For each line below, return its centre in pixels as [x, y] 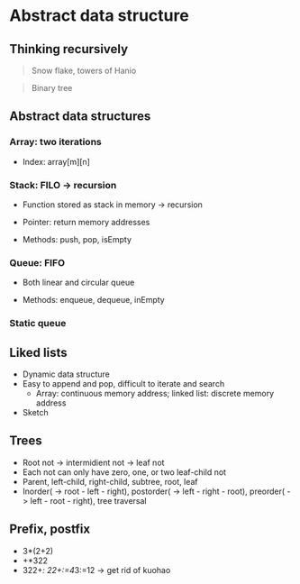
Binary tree [52, 88]
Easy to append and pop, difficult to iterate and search [123, 384]
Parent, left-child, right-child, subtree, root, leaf [110, 481]
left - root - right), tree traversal [88, 500]
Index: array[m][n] [56, 161]
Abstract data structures [80, 117]
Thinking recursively [69, 49]
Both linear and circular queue [78, 283]
